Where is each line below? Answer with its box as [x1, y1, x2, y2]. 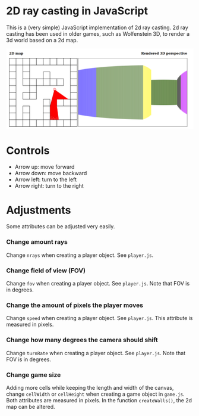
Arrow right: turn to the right [14, 182, 84, 190]
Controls [6, 144, 50, 157]
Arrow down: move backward [14, 170, 87, 177]
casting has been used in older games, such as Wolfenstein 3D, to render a [6, 30, 190, 37]
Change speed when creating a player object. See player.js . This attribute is [6, 315, 193, 322]
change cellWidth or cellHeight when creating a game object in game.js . [6, 390, 185, 398]
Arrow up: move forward [14, 163, 75, 170]
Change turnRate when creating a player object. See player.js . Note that [6, 349, 186, 356]
